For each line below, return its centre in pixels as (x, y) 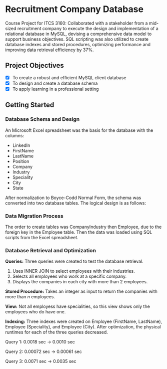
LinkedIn (21, 145)
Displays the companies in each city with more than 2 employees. (80, 282)
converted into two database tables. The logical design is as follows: (76, 203)
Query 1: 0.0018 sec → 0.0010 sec (40, 342)
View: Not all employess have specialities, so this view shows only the (77, 306)
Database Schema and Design (42, 119)
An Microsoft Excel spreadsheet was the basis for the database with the (79, 130)
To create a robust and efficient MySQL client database (69, 77)
